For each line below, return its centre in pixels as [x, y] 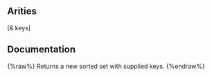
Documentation [42, 50]
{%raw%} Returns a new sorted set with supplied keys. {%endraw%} [106, 66]
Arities [22, 11]
